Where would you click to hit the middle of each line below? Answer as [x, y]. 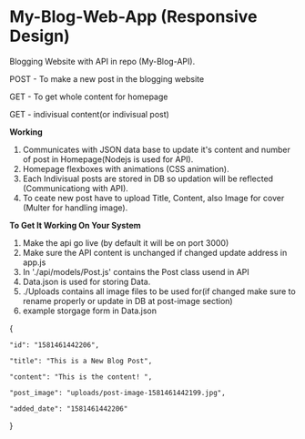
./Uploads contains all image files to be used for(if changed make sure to [159, 291]
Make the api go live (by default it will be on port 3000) [126, 242]
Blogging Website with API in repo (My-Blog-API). [102, 61]
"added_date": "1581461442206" [69, 408]
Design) [40, 36]
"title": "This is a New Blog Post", [81, 361]
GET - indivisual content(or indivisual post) [90, 114]
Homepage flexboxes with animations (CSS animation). [126, 168]
